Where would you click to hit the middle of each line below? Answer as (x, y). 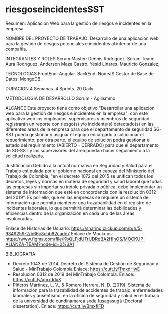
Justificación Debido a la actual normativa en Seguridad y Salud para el (79, 165)
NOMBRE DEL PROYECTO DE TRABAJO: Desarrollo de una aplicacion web (82, 38)
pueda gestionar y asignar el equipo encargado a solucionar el (79, 134)
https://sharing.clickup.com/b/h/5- (107, 228)
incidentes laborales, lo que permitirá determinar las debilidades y (73, 208)
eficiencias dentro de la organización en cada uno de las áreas (70, 213)
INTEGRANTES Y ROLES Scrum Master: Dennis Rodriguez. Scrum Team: (80, 58)
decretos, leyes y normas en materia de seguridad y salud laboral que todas (83, 181)
